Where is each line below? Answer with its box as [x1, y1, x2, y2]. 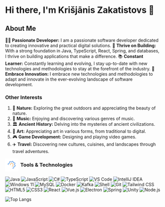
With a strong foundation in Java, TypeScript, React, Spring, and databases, [5, 48, 160, 53]
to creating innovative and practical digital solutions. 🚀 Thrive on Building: [5, 43, 157, 49]
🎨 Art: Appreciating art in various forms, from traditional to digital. [12, 128, 147, 134]
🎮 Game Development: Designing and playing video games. [12, 134, 137, 140]
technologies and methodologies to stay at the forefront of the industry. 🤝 [5, 66, 155, 71]
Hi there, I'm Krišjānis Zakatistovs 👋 [5, 4, 155, 16]
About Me [5, 24, 36, 33]
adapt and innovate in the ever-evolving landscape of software [5, 76, 133, 82]
